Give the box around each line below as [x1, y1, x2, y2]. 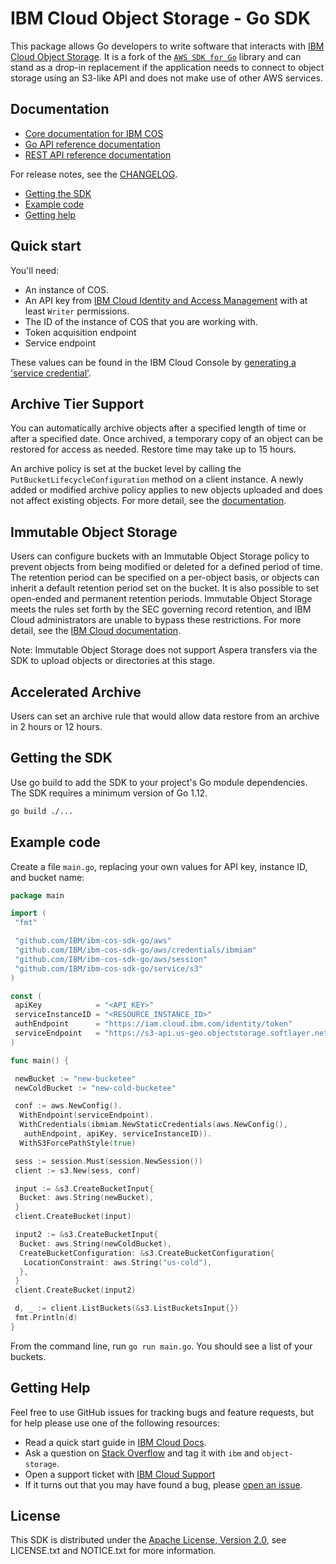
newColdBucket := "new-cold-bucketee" [14, 1083, 177, 1093]
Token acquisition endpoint [24, 326, 137, 338]
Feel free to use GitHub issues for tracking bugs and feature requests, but [10, 1406, 315, 1418]
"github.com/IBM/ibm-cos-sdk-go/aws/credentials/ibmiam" [14, 945, 257, 955]
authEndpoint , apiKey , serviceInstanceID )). [23, 1129, 213, 1139]
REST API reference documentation [24, 148, 172, 161]
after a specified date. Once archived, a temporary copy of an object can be [10, 433, 324, 445]
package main [10, 890, 65, 901]
